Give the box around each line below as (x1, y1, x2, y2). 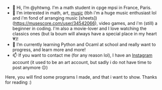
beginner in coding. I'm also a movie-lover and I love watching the (12, 26, 147, 31)
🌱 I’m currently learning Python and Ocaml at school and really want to (12, 42, 156, 47)
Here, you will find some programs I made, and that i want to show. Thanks (5, 74, 157, 80)
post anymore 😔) (12, 64, 48, 70)
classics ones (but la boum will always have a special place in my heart (12, 31, 157, 36)
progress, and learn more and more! (12, 47, 86, 53)
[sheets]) (79, 15, 97, 21)
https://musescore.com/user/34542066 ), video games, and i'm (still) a (14, 20, 158, 26)
